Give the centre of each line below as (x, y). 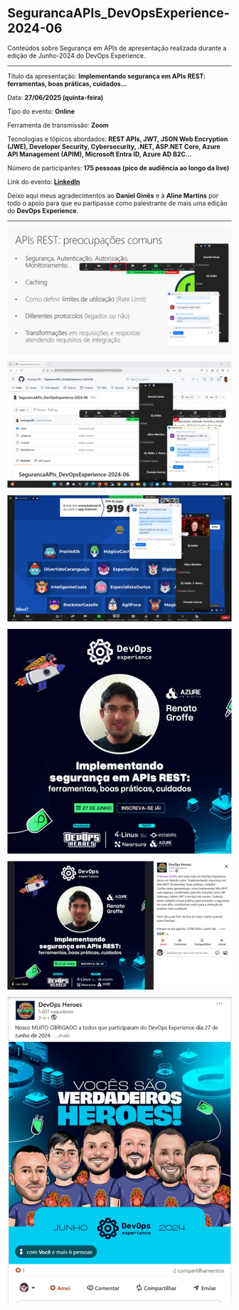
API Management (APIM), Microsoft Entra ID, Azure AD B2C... (100, 154)
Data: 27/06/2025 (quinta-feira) (55, 97)
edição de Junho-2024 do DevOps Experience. (76, 56)
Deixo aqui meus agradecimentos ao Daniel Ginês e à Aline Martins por (113, 195)
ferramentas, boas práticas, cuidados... (67, 83)
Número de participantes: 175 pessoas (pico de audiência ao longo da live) (118, 168)
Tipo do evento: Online (41, 111)
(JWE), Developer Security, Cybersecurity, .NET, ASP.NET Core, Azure (114, 146)
